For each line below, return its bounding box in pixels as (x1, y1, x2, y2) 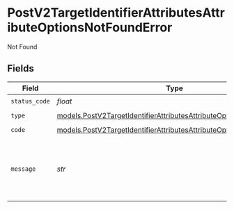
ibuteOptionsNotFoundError (7, 19, 173, 35)
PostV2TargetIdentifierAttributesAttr (7, 5, 225, 21)
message (10, 165, 36, 173)
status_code (10, 97, 51, 106)
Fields (7, 62, 35, 74)
